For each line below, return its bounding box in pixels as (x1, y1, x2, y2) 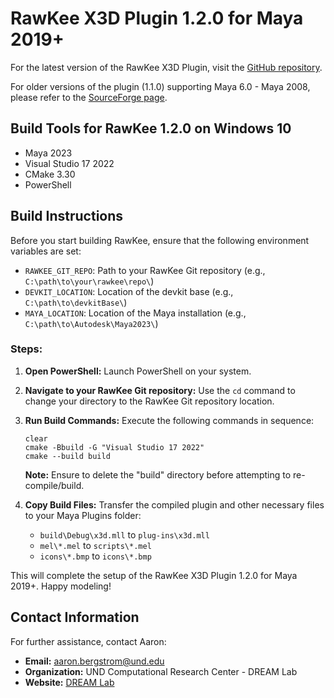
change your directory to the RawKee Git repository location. (24, 395, 275, 407)
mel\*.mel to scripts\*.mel (39, 539, 152, 551)
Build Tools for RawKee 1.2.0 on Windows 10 (10, 120, 292, 137)
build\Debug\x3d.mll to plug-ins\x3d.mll (39, 528, 210, 541)
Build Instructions (10, 208, 124, 225)
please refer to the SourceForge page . (10, 91, 168, 103)
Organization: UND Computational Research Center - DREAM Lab (24, 665, 298, 677)
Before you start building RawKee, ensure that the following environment (10, 234, 310, 246)
